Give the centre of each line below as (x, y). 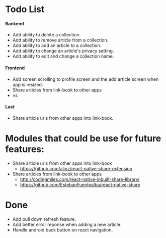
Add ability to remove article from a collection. (60, 40)
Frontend (15, 68)
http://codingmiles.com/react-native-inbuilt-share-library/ (80, 179)
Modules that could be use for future (83, 138)
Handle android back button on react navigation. (63, 230)
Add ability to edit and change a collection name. (63, 56)
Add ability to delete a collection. (47, 35)
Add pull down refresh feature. (44, 219)
